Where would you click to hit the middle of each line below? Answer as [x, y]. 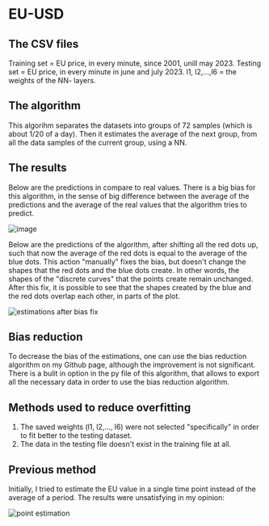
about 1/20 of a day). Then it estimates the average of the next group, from [133, 133]
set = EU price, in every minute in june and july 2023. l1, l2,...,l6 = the [122, 72]
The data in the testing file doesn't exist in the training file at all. [126, 444]
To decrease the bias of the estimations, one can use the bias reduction [128, 356]
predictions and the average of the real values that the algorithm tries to [128, 204]
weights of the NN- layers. [52, 80]
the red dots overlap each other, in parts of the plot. [94, 296]
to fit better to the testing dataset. [76, 436]
